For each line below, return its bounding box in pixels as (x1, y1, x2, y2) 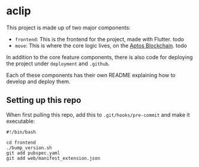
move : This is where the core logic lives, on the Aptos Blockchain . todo (14, 42, 188, 49)
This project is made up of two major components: (6, 24, 131, 31)
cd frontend (6, 139, 36, 145)
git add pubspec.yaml (6, 150, 61, 156)
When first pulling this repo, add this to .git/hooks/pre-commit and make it (6, 111, 190, 118)
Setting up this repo (6, 95, 82, 105)
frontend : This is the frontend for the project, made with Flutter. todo (14, 35, 185, 42)
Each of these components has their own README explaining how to (6, 71, 176, 78)
